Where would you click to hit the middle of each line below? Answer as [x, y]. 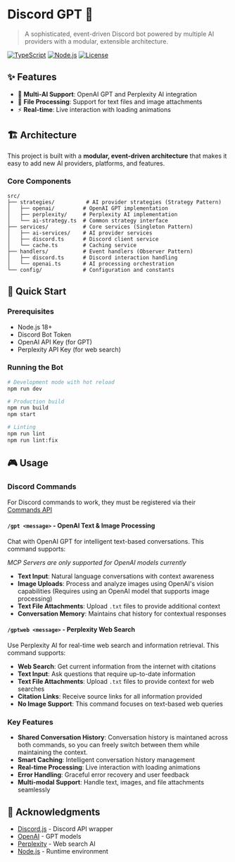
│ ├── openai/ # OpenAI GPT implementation [88, 208]
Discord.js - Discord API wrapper [65, 829]
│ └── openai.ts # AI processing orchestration [91, 263]
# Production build [36, 401]
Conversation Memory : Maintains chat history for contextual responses [122, 613]
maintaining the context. [52, 752]
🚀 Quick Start [37, 292]
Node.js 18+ [35, 327]
